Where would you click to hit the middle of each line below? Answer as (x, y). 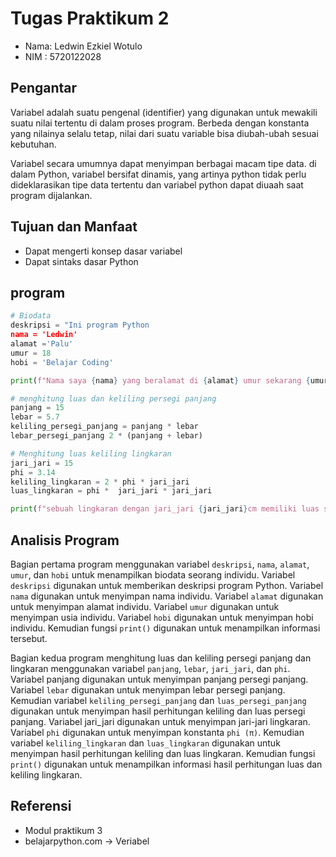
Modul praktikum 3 (63, 830)
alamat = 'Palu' (42, 344)
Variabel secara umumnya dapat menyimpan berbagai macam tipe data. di (163, 163)
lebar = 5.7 (35, 417)
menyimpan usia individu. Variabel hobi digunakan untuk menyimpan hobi (162, 617)
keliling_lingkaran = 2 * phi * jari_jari (100, 482)
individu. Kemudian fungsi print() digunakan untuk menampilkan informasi (165, 628)
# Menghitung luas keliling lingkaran (91, 453)
